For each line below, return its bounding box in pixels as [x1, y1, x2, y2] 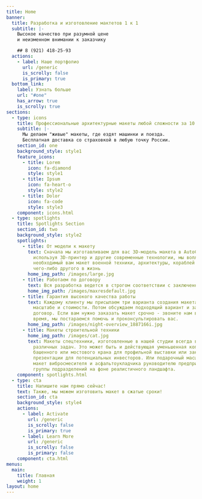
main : [11, 467, 26, 473]
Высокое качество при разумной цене [17, 31, 109, 37]
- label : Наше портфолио [17, 58, 79, 65]
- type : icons [11, 115, 47, 121]
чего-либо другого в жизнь [32, 266, 101, 272]
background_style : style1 [17, 148, 82, 154]
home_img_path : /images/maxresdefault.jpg [28, 288, 136, 294]
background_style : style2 [17, 232, 82, 238]
